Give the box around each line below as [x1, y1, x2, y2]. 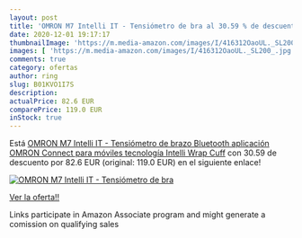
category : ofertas [9, 64, 78, 73]
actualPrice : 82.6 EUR [9, 96, 94, 106]
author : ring [9, 72, 58, 81]
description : [9, 88, 58, 97]
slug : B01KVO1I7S [9, 80, 75, 89]
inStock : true [9, 113, 63, 122]
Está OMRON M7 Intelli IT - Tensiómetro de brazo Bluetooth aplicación [9, 138, 270, 149]
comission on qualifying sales [9, 219, 120, 230]
